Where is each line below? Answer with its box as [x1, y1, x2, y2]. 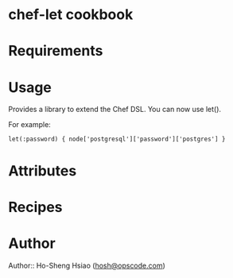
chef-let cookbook [8, 6, 134, 24]
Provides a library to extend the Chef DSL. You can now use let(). [8, 105, 221, 114]
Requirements [8, 42, 103, 60]
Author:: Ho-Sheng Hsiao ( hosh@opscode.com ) [8, 261, 165, 270]
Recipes [8, 198, 63, 216]
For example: [8, 120, 52, 129]
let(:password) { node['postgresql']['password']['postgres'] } [8, 135, 226, 144]
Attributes [8, 161, 77, 180]
